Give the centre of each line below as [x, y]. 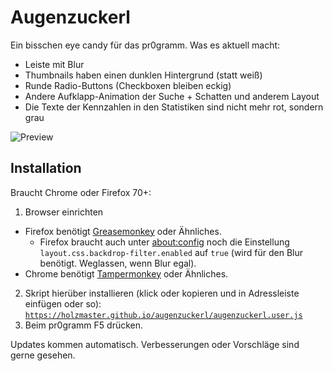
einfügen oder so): [63, 303]
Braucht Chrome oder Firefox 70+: [81, 192]
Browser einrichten [64, 212]
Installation [46, 168]
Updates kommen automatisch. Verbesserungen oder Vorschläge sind [155, 344]
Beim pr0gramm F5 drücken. [84, 325]
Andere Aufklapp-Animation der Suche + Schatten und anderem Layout [172, 96]
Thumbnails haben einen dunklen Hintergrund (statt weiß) [143, 75]
